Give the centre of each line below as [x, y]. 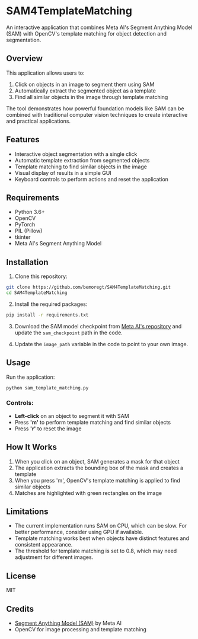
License [21, 576]
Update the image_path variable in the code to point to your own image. [101, 344]
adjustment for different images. [54, 557]
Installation [27, 262]
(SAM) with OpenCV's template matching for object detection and [87, 33]
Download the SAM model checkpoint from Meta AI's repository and [98, 326]
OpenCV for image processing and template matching [81, 630]
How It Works [32, 447]
